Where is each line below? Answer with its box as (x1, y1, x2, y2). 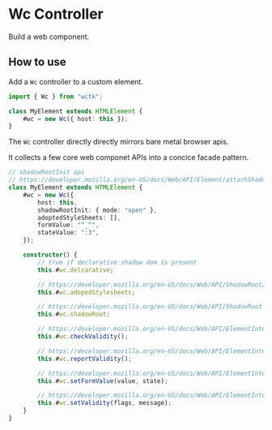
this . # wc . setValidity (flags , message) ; (37, 399, 172, 407)
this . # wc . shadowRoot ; (37, 310, 111, 319)
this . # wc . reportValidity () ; (37, 355, 132, 363)
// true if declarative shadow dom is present (37, 258, 198, 266)
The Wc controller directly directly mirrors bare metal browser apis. (8, 137, 229, 147)
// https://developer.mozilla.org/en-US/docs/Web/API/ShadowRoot (37, 303, 263, 311)
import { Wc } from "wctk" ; (8, 92, 104, 101)
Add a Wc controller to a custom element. (8, 76, 143, 86)
